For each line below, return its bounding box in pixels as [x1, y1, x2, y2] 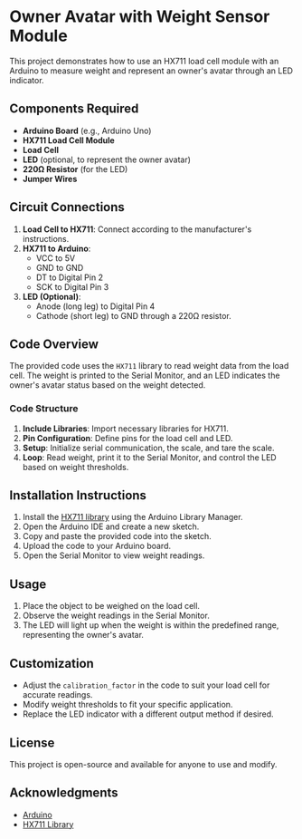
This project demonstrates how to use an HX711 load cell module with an [9, 55, 279, 66]
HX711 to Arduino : [22, 243, 91, 254]
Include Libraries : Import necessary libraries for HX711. [22, 423, 229, 434]
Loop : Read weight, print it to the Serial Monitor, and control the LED [22, 451, 278, 463]
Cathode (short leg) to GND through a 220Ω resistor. [35, 310, 232, 321]
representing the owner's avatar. [22, 630, 145, 641]
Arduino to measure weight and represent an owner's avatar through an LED [9, 65, 294, 76]
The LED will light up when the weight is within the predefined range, [22, 620, 279, 631]
